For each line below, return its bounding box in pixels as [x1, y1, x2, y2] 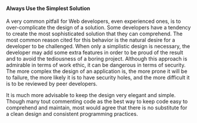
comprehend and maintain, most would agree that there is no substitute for [6, 104, 188, 111]
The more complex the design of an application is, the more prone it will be [6, 68, 188, 75]
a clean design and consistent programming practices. [6, 111, 138, 118]
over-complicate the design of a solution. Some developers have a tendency [6, 24, 191, 31]
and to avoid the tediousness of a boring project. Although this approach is [6, 55, 188, 62]
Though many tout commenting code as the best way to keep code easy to [6, 98, 188, 105]
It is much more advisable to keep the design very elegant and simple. [6, 92, 176, 99]
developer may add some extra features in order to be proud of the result [6, 49, 183, 56]
